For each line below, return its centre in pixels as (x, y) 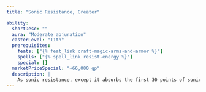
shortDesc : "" (30, 29)
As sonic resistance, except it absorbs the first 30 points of (101, 80)
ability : (17, 23)
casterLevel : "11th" (38, 40)
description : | (31, 74)
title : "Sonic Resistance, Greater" (53, 12)
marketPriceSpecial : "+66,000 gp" (56, 68)
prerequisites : (31, 46)
